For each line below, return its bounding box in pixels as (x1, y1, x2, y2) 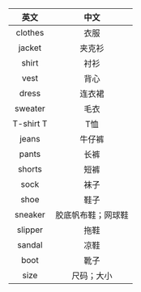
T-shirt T (12, 118, 48, 129)
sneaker (15, 209, 46, 220)
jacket (18, 42, 42, 53)
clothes (15, 28, 45, 38)
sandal (17, 239, 43, 250)
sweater (15, 103, 46, 114)
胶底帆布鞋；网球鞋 (55, 209, 129, 221)
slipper (16, 224, 43, 235)
